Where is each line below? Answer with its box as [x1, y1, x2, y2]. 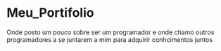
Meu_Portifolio [6, 5, 94, 21]
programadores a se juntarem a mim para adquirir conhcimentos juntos [6, 35, 213, 43]
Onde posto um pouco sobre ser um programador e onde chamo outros [6, 28, 215, 36]
